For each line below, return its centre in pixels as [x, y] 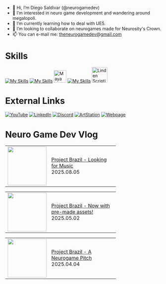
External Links [35, 101]
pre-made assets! [72, 212]
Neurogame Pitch [72, 258]
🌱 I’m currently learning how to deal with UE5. [59, 23]
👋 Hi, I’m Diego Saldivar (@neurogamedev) [56, 8]
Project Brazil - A [71, 252]
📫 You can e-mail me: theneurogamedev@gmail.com [67, 34]
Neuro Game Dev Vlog [52, 135]
